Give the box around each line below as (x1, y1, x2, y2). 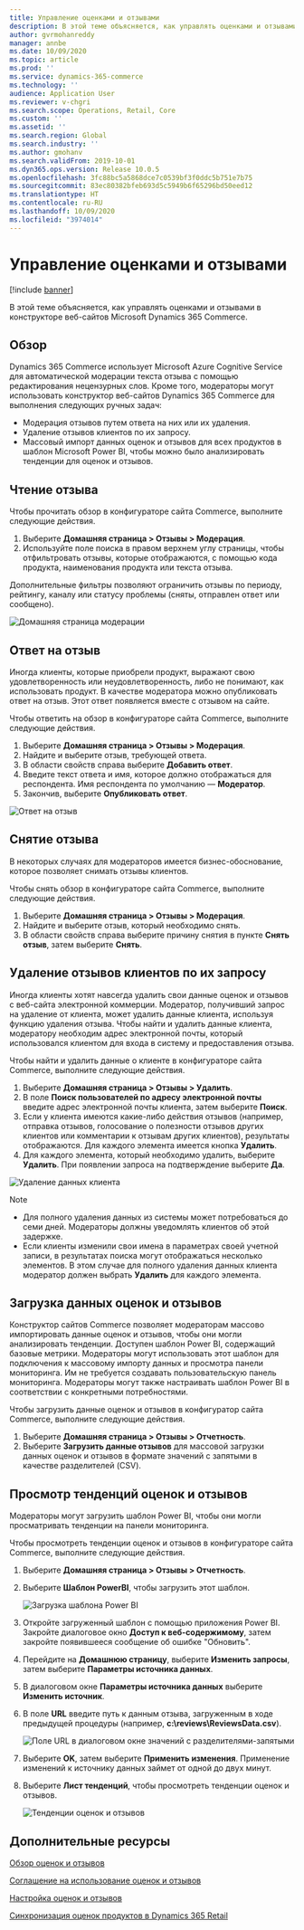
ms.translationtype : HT (9, 190, 100, 199)
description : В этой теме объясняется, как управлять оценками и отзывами (9, 22, 298, 31)
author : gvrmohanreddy (9, 30, 95, 39)
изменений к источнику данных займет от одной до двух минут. (22, 1763, 271, 1773)
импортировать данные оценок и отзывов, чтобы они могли (9, 1329, 242, 1340)
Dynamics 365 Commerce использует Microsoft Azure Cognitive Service (9, 361, 283, 372)
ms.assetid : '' (9, 123, 67, 132)
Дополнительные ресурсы (9, 1833, 170, 1849)
